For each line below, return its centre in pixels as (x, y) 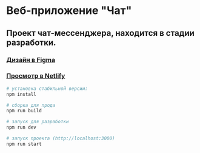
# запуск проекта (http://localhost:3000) (61, 138)
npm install (21, 94)
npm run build (24, 111)
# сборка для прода (31, 105)
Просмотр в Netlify (36, 76)
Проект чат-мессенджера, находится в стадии (101, 33)
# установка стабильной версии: (47, 89)
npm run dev (21, 127)
